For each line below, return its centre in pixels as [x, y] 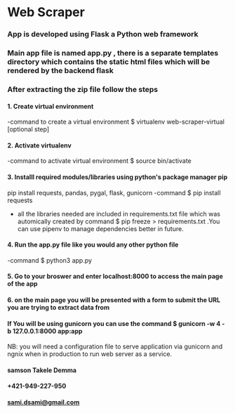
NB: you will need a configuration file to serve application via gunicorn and [115, 347]
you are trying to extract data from [59, 307]
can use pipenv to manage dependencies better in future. [100, 228]
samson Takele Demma [42, 370]
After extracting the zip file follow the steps [83, 89]
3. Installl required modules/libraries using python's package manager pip [117, 177]
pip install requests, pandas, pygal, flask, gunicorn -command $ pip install [114, 192]
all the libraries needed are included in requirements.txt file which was [119, 214]
